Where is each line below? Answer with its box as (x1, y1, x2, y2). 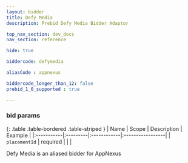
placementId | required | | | (6, 138, 72, 145)
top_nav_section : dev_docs (6, 31, 75, 37)
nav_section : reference (6, 37, 67, 43)
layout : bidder (6, 8, 45, 15)
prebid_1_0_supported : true (6, 86, 80, 92)
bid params (6, 111, 41, 120)
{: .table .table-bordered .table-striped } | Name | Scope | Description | (6, 125, 183, 132)
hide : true (6, 48, 34, 54)
